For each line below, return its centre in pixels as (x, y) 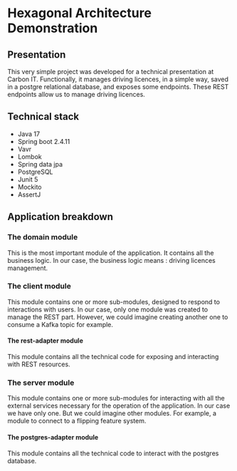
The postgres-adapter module (53, 437)
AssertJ (29, 195)
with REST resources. (39, 364)
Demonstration (53, 28)
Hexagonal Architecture (79, 13)
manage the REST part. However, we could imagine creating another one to (118, 317)
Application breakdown (60, 217)
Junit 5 (28, 179)
